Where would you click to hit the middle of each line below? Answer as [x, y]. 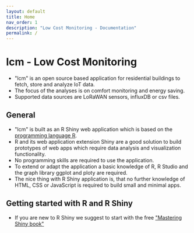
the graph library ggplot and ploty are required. [71, 172]
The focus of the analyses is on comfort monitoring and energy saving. [100, 91]
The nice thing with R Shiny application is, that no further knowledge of [100, 179]
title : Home [20, 17]
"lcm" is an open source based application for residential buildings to [97, 78]
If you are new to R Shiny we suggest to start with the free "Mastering [98, 217]
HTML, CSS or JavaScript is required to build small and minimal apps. [98, 185]
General [21, 115]
